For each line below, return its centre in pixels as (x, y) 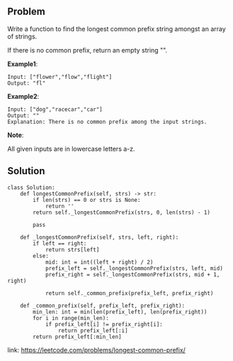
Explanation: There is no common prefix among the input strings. (107, 122)
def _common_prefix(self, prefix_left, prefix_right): (103, 306)
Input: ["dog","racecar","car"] (55, 109)
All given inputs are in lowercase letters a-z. (72, 149)
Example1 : (23, 64)
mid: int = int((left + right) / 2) (99, 262)
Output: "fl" (27, 83)
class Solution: (31, 188)
